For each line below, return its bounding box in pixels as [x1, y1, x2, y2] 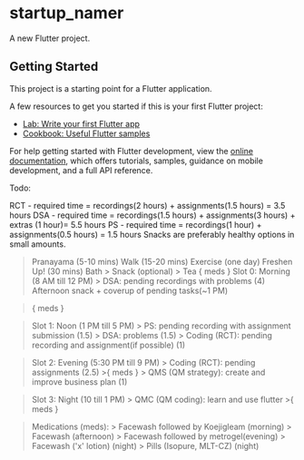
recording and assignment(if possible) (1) [31, 339, 186, 350]
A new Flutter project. [9, 33, 91, 44]
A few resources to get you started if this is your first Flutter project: [9, 101, 263, 112]
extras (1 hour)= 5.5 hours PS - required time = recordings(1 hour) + [9, 219, 262, 230]
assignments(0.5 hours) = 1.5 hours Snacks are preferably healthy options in [9, 229, 295, 240]
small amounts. [9, 239, 66, 250]
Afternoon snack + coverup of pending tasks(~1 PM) [31, 285, 229, 296]
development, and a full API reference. [9, 164, 153, 175]
